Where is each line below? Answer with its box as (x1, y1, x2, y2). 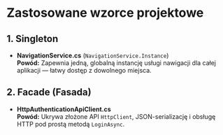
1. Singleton (6, 33, 59, 45)
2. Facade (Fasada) (6, 86, 92, 99)
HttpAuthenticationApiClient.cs (16, 105, 111, 113)
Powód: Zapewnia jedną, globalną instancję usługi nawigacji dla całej (16, 59, 217, 67)
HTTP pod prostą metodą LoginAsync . (16, 120, 125, 128)
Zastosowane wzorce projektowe (6, 5, 204, 21)
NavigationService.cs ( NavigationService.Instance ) (16, 51, 169, 59)
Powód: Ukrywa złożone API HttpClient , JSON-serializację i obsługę (16, 112, 216, 120)
